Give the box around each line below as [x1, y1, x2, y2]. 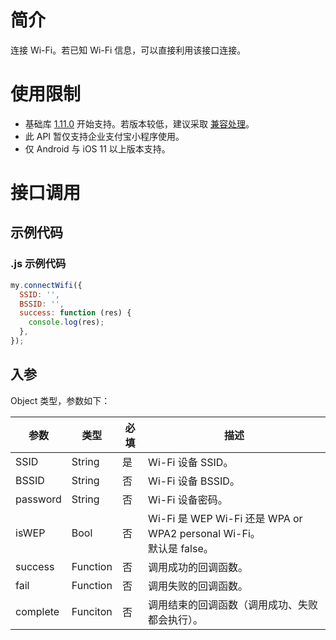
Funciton [71, 604, 113, 618]
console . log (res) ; [28, 317, 105, 328]
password [15, 492, 62, 506]
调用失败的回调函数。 [148, 579, 249, 593]
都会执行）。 [148, 612, 204, 626]
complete [15, 604, 60, 618]
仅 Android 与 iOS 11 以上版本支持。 [24, 142, 171, 155]
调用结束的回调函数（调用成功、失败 [148, 597, 319, 611]
